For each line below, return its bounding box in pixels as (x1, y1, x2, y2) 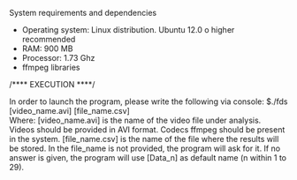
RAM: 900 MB (21, 43, 73, 54)
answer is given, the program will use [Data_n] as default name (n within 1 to (9, 153, 287, 162)
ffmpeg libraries (21, 62, 80, 72)
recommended (21, 34, 76, 44)
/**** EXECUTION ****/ (9, 79, 95, 89)
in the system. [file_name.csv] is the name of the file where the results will (9, 134, 279, 144)
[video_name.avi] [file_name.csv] (9, 106, 130, 116)
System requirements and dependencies (9, 8, 157, 18)
